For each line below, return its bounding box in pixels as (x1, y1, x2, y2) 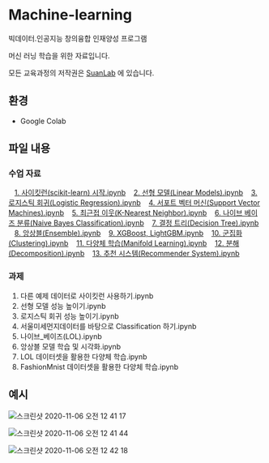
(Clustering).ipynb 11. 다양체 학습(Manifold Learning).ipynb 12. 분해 (8, 238, 240, 248)
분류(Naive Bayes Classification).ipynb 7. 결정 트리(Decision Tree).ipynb (16, 218, 259, 228)
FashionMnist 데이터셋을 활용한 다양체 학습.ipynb (19, 362, 179, 371)
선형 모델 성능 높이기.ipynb (19, 301, 106, 311)
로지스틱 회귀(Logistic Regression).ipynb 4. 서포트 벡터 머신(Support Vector (8, 198, 261, 208)
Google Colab (19, 116, 66, 126)
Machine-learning (8, 6, 132, 24)
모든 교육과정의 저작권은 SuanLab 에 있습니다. (8, 67, 155, 78)
